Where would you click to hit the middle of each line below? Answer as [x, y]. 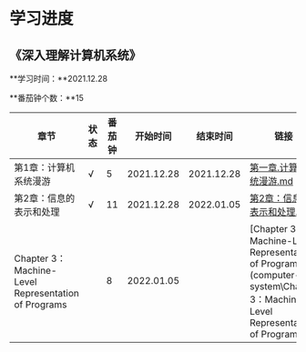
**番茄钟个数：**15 [47, 98]
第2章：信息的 [45, 198]
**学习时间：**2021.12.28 [58, 79]
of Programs [41, 304]
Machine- [36, 271]
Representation [46, 293]
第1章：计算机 [45, 167]
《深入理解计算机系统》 [75, 55]
